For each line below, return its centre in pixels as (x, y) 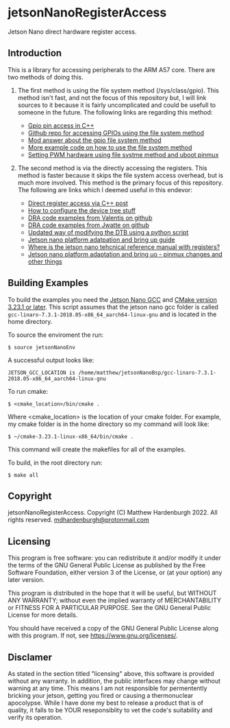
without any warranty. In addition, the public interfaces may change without (114, 681)
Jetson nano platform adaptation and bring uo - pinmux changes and (125, 254)
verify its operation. (35, 717)
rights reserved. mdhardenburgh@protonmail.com (78, 520)
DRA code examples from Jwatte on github (88, 225)
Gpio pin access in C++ (61, 126)
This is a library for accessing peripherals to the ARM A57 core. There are (112, 69)
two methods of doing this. (46, 77)
